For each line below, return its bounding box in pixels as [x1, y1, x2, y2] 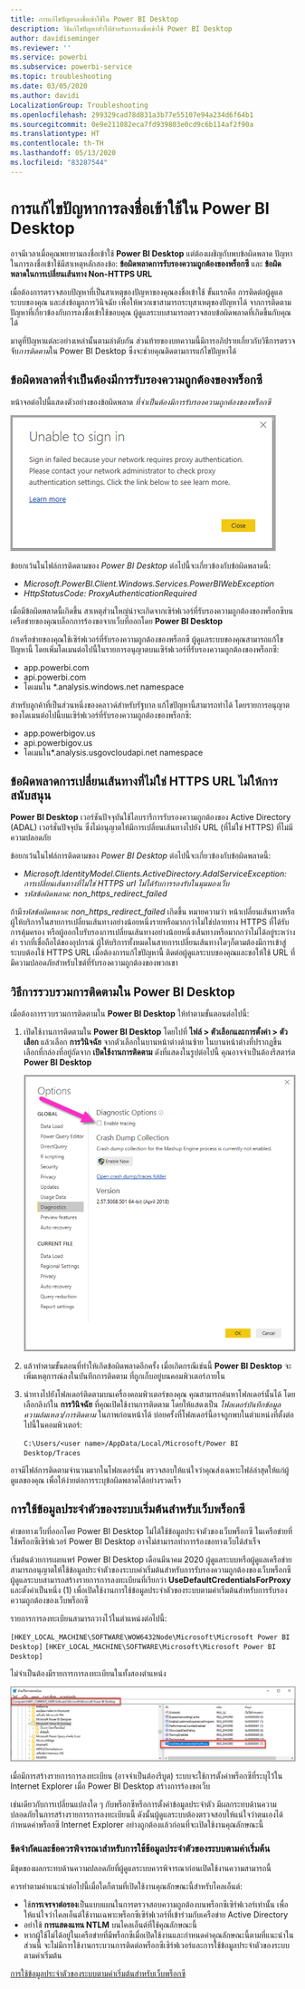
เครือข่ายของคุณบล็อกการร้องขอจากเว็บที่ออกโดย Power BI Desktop [10, 615, 224, 626]
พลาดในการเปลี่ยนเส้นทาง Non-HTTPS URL [10, 268, 153, 279]
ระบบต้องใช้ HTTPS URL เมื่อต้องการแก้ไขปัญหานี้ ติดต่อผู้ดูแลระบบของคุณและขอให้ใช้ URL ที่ [10, 947, 296, 958]
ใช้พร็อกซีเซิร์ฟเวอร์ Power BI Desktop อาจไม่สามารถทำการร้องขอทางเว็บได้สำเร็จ [10, 1536, 261, 1547]
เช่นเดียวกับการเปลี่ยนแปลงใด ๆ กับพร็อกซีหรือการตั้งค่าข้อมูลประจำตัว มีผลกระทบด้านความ [10, 1799, 277, 1810]
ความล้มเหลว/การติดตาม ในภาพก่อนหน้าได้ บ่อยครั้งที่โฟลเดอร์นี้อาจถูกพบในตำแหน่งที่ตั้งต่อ [23, 1409, 294, 1420]
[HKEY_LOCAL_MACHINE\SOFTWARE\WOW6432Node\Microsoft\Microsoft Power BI [10, 1632, 291, 1642]
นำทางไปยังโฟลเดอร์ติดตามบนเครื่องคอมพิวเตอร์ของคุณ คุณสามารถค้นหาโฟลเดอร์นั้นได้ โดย [23, 1388, 296, 1399]
